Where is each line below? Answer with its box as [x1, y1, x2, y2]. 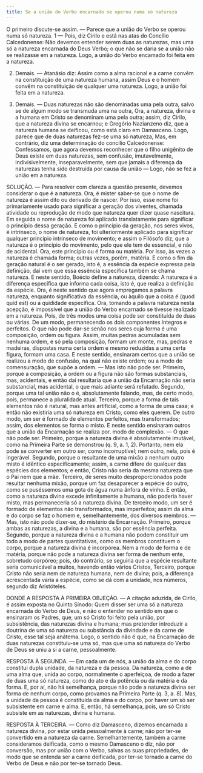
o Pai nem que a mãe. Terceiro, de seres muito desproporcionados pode [6, 473, 187, 480]
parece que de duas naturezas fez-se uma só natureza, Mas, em [15, 133, 177, 140]
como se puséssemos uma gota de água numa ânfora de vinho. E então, [6, 486, 187, 493]
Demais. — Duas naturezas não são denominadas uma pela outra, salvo [15, 101, 195, 108]
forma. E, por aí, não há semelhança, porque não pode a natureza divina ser [6, 683, 196, 691]
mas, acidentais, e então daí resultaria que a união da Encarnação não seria [6, 376, 196, 384]
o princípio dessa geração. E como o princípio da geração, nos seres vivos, [6, 222, 195, 229]
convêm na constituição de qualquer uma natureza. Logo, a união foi [15, 82, 187, 90]
